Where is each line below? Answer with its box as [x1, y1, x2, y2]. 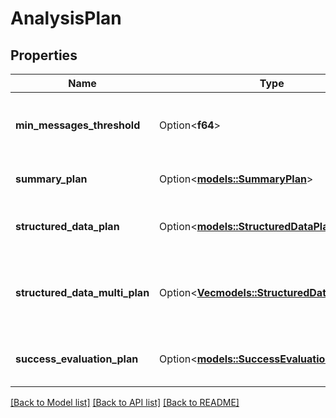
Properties [10, 47, 78, 64]
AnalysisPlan [10, 7, 122, 30]
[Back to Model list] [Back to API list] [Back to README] [10, 397, 240, 408]
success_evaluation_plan [15, 352, 139, 366]
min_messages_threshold [15, 118, 141, 132]
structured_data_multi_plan [15, 286, 150, 299]
